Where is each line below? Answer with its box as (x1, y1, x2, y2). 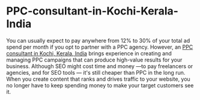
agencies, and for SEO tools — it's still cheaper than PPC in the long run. (6, 69, 186, 76)
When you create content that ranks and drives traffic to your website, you (6, 75, 190, 83)
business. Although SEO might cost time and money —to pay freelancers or (6, 62, 193, 70)
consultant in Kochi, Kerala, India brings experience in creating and (6, 49, 172, 57)
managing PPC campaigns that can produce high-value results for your (6, 56, 183, 63)
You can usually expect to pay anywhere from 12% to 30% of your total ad (6, 37, 190, 44)
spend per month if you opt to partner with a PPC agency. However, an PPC (6, 43, 193, 51)
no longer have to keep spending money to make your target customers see (6, 81, 194, 89)
